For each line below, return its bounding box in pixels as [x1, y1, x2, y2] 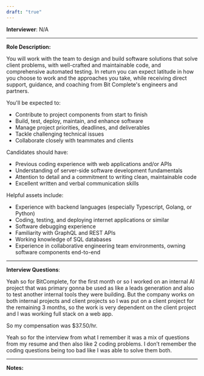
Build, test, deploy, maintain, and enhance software [15, 117, 144, 125]
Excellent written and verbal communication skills [15, 179, 139, 187]
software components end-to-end [15, 248, 101, 256]
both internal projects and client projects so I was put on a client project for [6, 297, 194, 304]
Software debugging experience [15, 223, 96, 230]
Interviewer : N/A [6, 26, 49, 33]
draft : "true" [6, 9, 42, 15]
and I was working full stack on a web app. [6, 310, 114, 317]
